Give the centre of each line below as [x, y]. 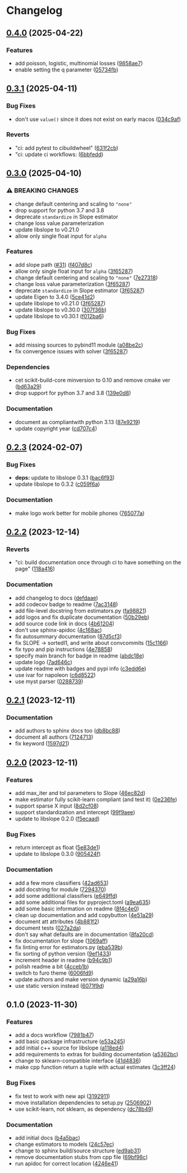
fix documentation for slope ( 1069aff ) [61, 941]
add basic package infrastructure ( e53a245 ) [70, 1042]
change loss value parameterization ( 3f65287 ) [73, 284]
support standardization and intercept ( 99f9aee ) [75, 812]
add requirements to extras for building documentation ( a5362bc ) [97, 1054]
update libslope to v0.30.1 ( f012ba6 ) [59, 316]
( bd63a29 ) [28, 387]
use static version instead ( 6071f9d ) [59, 985]
